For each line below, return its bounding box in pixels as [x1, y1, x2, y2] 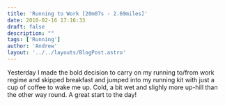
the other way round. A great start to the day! [7, 90, 137, 98]
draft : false [7, 23, 45, 30]
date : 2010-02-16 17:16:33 [7, 17, 86, 24]
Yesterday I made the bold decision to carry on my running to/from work [7, 68, 215, 77]
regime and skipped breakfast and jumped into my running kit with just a [7, 75, 215, 84]
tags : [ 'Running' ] [7, 36, 61, 43]
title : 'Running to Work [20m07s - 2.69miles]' [7, 10, 148, 17]
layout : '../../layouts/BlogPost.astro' [7, 50, 127, 56]
